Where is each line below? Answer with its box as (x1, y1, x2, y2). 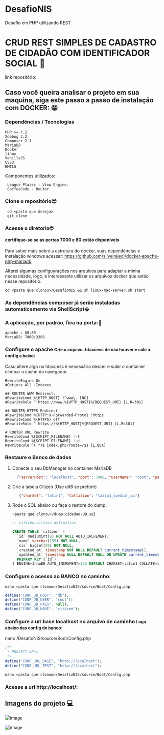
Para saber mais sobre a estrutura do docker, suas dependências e (5, 247, 141, 254)
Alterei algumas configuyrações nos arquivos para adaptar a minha (5, 268, 141, 274)
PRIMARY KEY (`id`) (17, 557, 57, 562)
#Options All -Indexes (5, 382, 51, 387)
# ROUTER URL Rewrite (5, 429, 49, 435)
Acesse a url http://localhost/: (5, 683, 78, 690)
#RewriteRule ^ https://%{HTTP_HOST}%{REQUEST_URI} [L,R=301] (5, 421, 135, 426)
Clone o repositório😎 (5, 198, 57, 205)
